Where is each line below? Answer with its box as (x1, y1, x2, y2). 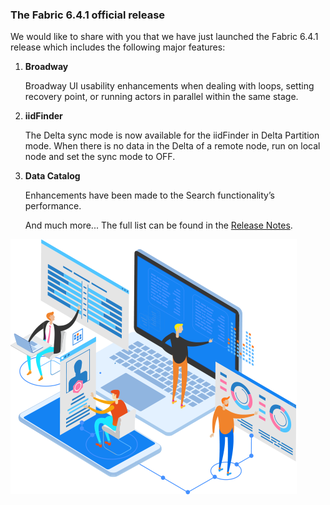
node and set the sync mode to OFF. (24, 151, 176, 163)
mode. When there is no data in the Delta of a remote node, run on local (24, 140, 321, 152)
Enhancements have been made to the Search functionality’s (24, 189, 275, 202)
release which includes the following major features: (10, 41, 226, 53)
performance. (24, 200, 82, 212)
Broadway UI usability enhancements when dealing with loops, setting (24, 80, 315, 92)
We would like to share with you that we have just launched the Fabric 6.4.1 (10, 31, 319, 43)
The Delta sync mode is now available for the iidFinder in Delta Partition (24, 129, 320, 142)
